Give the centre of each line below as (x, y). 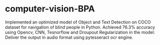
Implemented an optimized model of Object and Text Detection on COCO (78, 22)
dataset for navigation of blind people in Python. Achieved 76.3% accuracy (80, 27)
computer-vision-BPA (50, 9)
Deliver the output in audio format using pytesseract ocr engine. (69, 37)
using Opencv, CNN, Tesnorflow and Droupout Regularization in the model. (80, 32)
